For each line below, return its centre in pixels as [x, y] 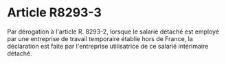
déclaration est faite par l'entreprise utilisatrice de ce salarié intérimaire [108, 46]
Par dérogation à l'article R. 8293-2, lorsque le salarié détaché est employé [113, 32]
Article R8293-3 [54, 13]
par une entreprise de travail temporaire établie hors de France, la [100, 38]
